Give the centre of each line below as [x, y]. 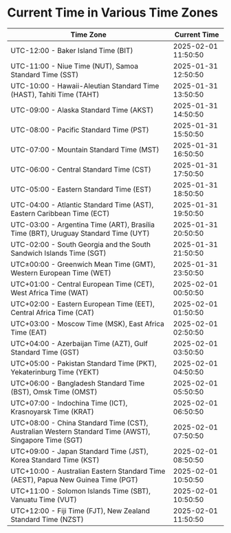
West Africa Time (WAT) [50, 292]
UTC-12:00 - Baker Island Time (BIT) [72, 50]
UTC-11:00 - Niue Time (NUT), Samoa [75, 66]
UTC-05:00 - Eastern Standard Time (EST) [81, 189]
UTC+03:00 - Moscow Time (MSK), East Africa [88, 323]
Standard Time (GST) [45, 352]
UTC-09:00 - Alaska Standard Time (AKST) [82, 110]
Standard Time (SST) [45, 74]
